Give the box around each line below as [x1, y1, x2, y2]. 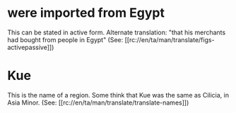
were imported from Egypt [7, 5, 165, 21]
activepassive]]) [7, 43, 54, 51]
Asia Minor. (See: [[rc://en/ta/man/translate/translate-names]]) [7, 98, 189, 107]
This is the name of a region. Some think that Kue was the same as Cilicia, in [7, 91, 230, 99]
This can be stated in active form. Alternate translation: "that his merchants [7, 28, 226, 36]
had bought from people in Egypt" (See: [7, 35, 124, 44]
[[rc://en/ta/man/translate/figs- [124, 35, 215, 44]
